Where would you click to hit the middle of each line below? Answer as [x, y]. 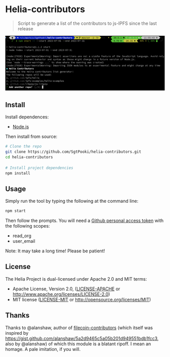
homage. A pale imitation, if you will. [43, 349]
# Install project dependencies [39, 168]
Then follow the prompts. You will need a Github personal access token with [84, 220]
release [26, 28]
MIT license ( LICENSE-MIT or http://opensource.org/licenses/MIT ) [82, 299]
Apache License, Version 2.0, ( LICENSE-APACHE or [66, 289]
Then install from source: [31, 137]
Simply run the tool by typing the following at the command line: [72, 201]
